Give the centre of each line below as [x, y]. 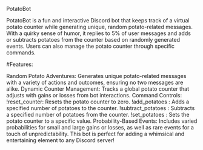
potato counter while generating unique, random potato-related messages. [99, 27]
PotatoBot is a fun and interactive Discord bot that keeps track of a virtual [98, 20]
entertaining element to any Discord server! [61, 140]
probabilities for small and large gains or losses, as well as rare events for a [100, 127]
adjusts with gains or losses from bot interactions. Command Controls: [94, 95]
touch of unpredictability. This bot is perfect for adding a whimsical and [95, 134]
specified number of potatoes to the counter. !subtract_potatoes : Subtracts [101, 108]
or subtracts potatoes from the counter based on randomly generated [93, 40]
